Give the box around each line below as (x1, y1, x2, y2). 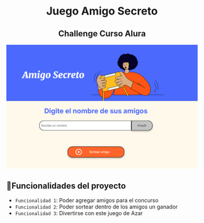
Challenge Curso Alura (58, 28, 146, 39)
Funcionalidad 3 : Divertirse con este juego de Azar (15, 210, 143, 217)
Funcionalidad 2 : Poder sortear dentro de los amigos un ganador (15, 203, 178, 210)
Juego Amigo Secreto (46, 4, 158, 18)
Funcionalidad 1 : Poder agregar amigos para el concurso (15, 197, 159, 204)
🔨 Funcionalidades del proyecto (6, 181, 126, 191)
